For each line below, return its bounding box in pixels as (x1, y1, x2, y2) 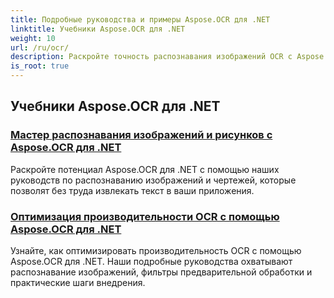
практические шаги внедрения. (10, 276, 146, 288)
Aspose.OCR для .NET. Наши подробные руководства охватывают (10, 255, 293, 267)
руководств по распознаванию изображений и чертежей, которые (10, 174, 297, 186)
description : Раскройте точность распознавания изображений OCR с (10, 52, 293, 62)
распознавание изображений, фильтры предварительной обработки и (10, 266, 313, 278)
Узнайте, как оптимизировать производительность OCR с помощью (10, 244, 302, 256)
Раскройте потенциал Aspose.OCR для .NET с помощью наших (10, 163, 280, 175)
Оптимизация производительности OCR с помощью (10, 209, 280, 223)
